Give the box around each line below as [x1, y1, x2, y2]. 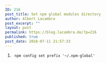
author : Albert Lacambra [5, 16, 55, 21]
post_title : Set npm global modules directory [5, 12, 101, 17]
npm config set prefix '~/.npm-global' [14, 53, 95, 58]
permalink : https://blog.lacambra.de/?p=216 [5, 30, 97, 35]
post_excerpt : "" [5, 21, 40, 26]
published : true [5, 35, 38, 40]
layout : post [5, 25, 32, 30]
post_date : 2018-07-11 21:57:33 [5, 39, 71, 44]
